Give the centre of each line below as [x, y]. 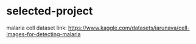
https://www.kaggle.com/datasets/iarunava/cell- [129, 28]
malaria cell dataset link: [37, 28]
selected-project [50, 11]
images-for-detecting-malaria [44, 34]
